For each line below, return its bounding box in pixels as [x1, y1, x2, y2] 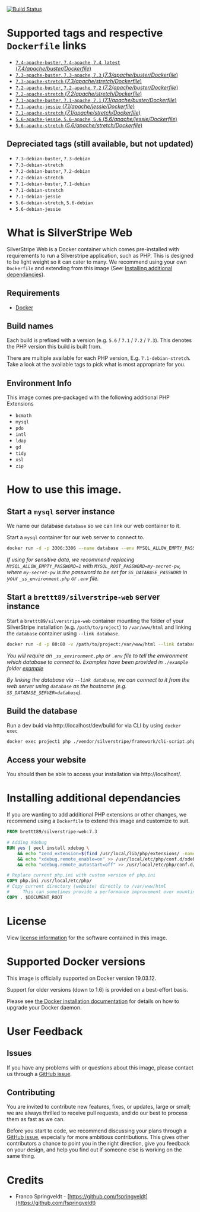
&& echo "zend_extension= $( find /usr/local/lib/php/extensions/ [17, 850, 180, 856]
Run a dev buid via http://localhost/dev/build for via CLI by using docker [7, 721, 182, 729]
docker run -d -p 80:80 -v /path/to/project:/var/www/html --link [7, 641, 174, 647]
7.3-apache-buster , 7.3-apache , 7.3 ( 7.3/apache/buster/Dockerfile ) [15, 71, 179, 78]
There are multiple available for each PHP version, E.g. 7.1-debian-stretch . [7, 355, 191, 362]
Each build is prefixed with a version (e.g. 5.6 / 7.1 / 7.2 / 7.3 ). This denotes [7, 337, 192, 344]
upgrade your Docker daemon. [7, 1004, 82, 1011]
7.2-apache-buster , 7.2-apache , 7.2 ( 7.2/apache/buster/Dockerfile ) [15, 84, 179, 91]
